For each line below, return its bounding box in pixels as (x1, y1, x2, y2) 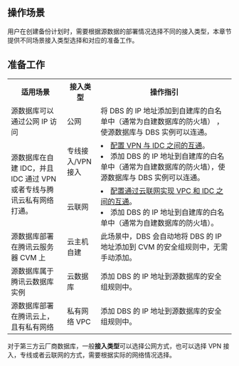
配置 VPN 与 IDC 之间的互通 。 (110, 140, 210, 150)
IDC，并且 (20, 163, 54, 173)
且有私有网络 (11, 322, 55, 332)
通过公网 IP (11, 116, 48, 126)
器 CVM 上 (11, 252, 46, 262)
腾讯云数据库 (11, 276, 55, 286)
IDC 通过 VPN (11, 174, 57, 184)
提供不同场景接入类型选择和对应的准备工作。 (7, 36, 139, 44)
